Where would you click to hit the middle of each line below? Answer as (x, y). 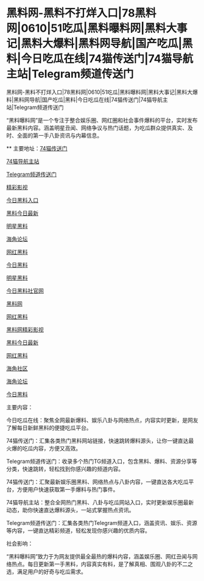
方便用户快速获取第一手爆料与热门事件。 (68, 489)
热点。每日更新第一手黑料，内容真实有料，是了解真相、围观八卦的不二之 (102, 564)
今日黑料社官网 (25, 290)
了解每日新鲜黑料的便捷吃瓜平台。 (49, 428)
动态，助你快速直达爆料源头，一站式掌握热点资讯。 (70, 510)
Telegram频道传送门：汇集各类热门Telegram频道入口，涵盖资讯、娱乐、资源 (102, 523)
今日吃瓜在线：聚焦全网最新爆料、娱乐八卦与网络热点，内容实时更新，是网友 (102, 420)
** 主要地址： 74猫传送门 (37, 148)
